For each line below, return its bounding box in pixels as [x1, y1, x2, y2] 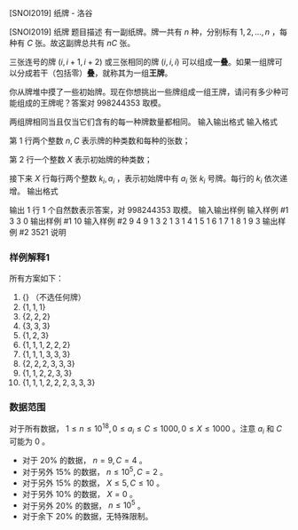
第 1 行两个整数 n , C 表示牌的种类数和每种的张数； [9, 136, 191, 146]
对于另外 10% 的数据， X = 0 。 [21, 488, 137, 499]
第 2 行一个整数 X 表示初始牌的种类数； [9, 154, 153, 164]
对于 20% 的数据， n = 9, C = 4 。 [21, 455, 148, 465]
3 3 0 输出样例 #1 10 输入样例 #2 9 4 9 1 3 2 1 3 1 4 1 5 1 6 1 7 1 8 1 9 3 [9, 216, 261, 226]
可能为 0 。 [9, 436, 51, 447]
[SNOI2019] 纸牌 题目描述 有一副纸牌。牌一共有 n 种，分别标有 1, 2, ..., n [9, 27, 271, 37]
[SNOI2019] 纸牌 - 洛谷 [9, 8, 93, 18]
